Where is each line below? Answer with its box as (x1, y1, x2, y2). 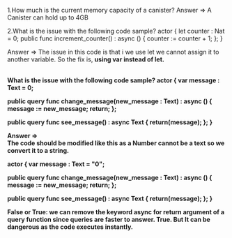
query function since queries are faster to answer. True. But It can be (7, 216, 210, 223)
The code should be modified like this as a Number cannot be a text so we (7, 139, 225, 147)
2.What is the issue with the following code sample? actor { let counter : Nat (7, 27, 225, 35)
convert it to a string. (7, 147, 70, 154)
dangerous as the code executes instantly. (7, 223, 134, 231)
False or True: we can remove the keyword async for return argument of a (7, 208, 225, 216)
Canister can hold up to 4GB (7, 13, 88, 22)
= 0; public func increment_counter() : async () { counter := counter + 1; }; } (7, 34, 223, 43)
